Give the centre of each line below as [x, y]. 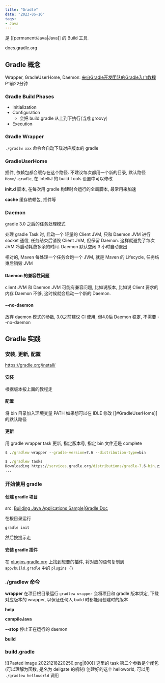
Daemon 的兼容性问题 [27, 275]
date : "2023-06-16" [25, 14]
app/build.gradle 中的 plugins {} [39, 568]
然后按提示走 [18, 538]
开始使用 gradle [24, 484]
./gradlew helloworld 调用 [32, 676]
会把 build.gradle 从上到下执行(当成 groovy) [64, 118]
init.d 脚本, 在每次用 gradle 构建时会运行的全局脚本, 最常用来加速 [71, 189]
